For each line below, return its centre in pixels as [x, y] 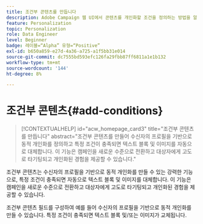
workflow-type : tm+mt [34, 62]
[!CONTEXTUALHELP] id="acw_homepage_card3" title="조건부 [99, 129]
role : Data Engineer [32, 35]
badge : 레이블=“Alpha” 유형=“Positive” [53, 46]
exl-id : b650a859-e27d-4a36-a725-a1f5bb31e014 [66, 51]
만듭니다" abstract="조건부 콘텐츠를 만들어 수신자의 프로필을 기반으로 [110, 136]
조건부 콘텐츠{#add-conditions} [85, 111]
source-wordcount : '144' [37, 68]
